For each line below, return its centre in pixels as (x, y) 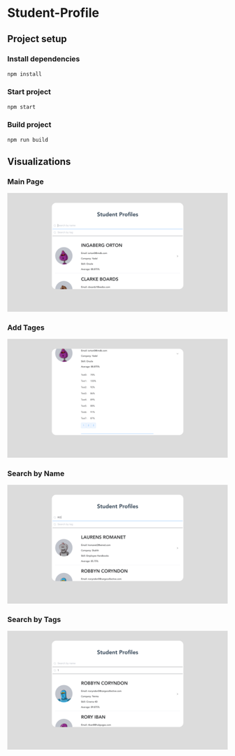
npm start (22, 107)
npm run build (28, 140)
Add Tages (26, 328)
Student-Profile (53, 13)
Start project (29, 91)
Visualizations (39, 162)
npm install (24, 74)
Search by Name (36, 473)
